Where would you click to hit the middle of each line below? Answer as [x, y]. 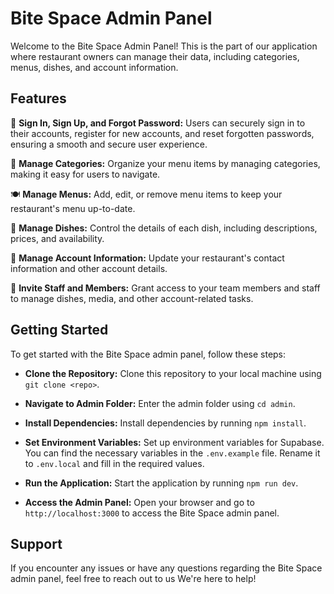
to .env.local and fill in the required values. [114, 463]
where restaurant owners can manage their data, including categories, [155, 56]
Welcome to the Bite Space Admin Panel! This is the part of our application [164, 46]
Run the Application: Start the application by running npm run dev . [161, 483]
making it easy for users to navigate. [85, 174]
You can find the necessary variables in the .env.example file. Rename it [172, 453]
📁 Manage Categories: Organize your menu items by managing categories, [165, 163]
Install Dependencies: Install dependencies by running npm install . [165, 423]
